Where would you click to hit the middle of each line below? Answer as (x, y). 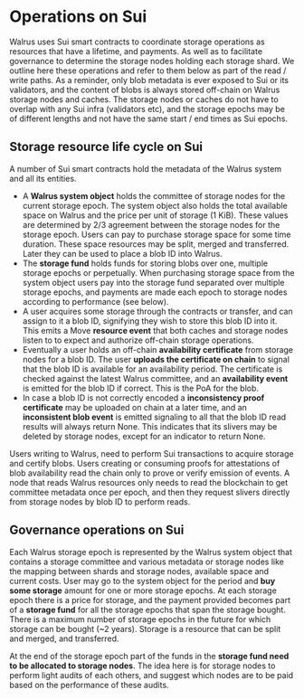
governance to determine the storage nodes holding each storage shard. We (152, 61)
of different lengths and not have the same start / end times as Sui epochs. (148, 118)
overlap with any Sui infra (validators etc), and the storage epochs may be (147, 109)
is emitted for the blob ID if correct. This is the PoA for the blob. (141, 388)
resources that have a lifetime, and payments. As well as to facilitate (136, 51)
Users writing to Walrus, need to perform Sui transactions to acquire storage (152, 453)
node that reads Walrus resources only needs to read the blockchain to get (149, 482)
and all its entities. (43, 178)
